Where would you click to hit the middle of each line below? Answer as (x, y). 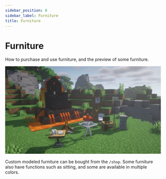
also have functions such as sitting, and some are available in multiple (76, 167)
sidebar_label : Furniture (32, 16)
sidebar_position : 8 (26, 10)
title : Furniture (23, 21)
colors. (12, 172)
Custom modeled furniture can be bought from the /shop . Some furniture (79, 161)
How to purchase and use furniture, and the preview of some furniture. (77, 60)
